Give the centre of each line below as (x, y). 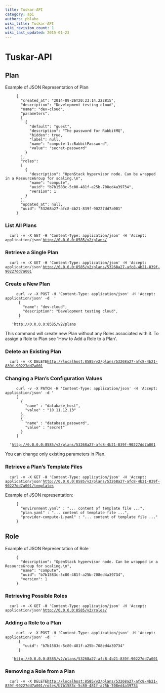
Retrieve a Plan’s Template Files (44, 467)
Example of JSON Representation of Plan (47, 87)
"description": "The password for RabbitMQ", (77, 131)
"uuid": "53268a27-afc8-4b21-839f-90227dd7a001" (71, 209)
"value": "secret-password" (58, 148)
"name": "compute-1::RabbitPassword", (69, 144)
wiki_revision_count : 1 (30, 28)
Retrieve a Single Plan (32, 253)
